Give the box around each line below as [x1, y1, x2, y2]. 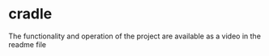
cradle [8, 5, 53, 23]
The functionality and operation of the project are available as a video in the [8, 31, 262, 41]
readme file [8, 39, 47, 49]
